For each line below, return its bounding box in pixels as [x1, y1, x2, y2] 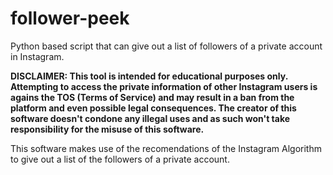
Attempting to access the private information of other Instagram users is [10, 80, 318, 92]
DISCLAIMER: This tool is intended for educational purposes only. [10, 70, 288, 82]
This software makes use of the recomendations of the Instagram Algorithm [10, 142, 322, 154]
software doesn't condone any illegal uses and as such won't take [10, 112, 291, 124]
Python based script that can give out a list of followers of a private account [10, 40, 323, 52]
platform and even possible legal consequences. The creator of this [10, 102, 297, 114]
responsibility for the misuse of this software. [10, 123, 205, 135]
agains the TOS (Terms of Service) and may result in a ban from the [10, 91, 295, 103]
